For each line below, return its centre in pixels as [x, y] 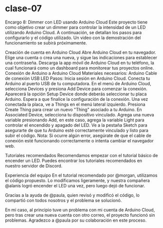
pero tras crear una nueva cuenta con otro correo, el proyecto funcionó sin [80, 215]
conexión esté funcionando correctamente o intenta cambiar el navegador [80, 140]
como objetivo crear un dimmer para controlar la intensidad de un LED [75, 27]
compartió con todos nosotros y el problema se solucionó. [63, 200]
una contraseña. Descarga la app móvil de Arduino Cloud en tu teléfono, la [80, 63]
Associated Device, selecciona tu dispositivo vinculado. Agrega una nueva [80, 114]
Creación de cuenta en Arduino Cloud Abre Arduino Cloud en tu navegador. [81, 52]
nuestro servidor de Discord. [34, 166]
